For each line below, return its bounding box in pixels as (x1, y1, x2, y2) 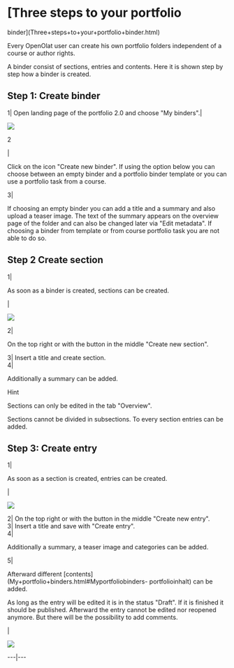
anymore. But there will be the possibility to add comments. (7, 613, 178, 622)
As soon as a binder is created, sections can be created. (7, 286, 170, 295)
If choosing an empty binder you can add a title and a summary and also (7, 204, 216, 212)
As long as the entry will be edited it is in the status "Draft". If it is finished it (7, 598, 224, 607)
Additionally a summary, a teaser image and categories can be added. (7, 543, 209, 551)
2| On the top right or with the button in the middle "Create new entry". (7, 514, 210, 523)
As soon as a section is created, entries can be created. (7, 475, 168, 483)
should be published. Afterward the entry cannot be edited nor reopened (7, 606, 217, 614)
